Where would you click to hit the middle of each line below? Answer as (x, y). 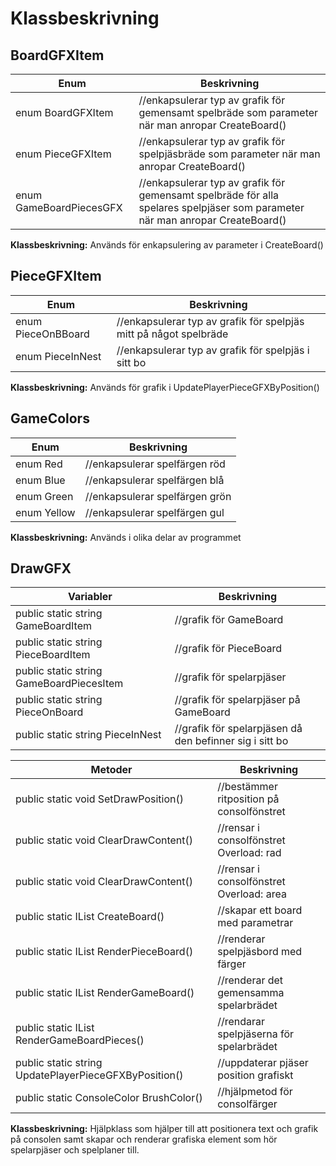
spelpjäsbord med (260, 952)
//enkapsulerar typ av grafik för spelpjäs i (213, 350)
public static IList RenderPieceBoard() (104, 952)
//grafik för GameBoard (229, 620)
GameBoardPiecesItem (69, 684)
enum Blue (40, 480)
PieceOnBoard (49, 712)
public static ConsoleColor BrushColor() (109, 1098)
